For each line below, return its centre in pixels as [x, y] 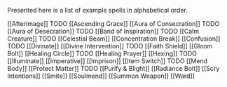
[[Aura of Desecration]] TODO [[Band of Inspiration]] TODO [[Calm [103, 31]
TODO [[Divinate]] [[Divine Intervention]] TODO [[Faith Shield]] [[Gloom [110, 46]
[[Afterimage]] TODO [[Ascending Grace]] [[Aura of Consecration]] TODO [113, 24]
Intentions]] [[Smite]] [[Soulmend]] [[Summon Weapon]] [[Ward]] [101, 76]
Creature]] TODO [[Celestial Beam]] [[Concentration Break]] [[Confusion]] [114, 39]
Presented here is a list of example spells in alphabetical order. [97, 10]
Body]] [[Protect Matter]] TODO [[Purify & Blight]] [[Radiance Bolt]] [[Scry [113, 68]
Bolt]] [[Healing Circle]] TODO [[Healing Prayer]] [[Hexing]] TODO [102, 53]
